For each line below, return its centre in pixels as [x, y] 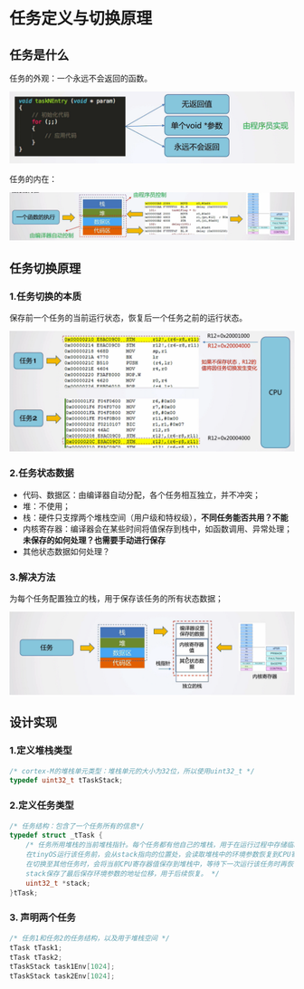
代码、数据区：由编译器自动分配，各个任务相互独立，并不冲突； [141, 494]
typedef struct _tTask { [56, 835]
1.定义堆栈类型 [41, 751]
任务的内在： [33, 178]
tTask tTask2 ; [36, 957]
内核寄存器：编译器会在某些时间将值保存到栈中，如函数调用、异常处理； [157, 528]
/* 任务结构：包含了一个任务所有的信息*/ [77, 826]
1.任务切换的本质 [46, 296]
